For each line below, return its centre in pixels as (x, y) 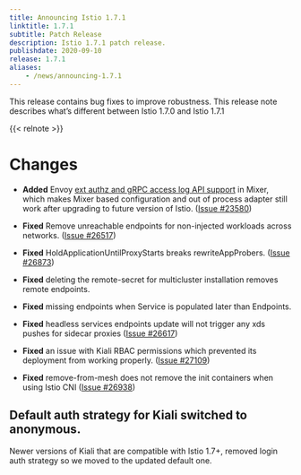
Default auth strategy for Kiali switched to (129, 415)
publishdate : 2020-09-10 (56, 51)
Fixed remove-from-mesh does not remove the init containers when (148, 377)
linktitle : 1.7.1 (42, 26)
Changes (43, 164)
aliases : (26, 68)
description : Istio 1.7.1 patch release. (88, 43)
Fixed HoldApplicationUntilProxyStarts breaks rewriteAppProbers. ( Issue (156, 253)
